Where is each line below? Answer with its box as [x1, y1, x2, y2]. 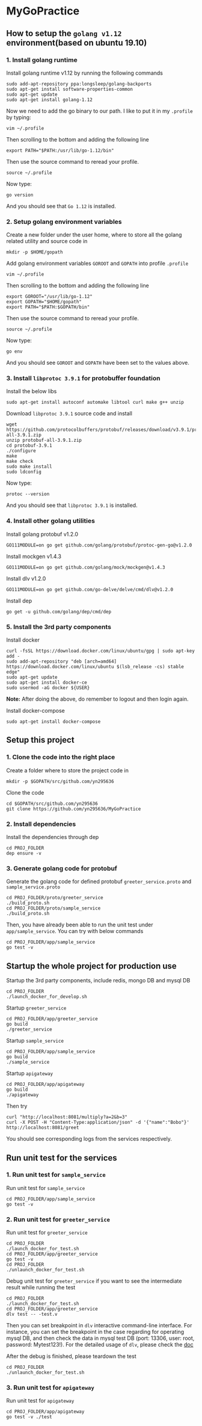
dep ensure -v [6, 851, 42, 857]
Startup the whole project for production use [6, 961, 177, 971]
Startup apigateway [6, 1070, 53, 1077]
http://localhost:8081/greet [6, 1124, 79, 1131]
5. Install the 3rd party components [6, 622, 111, 631]
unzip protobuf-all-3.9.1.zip [6, 438, 82, 444]
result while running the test [6, 1284, 76, 1291]
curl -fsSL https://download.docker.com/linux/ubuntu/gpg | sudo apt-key [6, 648, 195, 654]
